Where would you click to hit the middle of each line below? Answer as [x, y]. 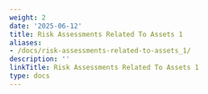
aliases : [26, 43]
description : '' [40, 59]
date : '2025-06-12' [46, 26]
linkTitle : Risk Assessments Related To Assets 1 [104, 68]
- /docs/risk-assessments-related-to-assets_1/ [100, 51]
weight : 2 [28, 17]
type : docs [30, 76]
